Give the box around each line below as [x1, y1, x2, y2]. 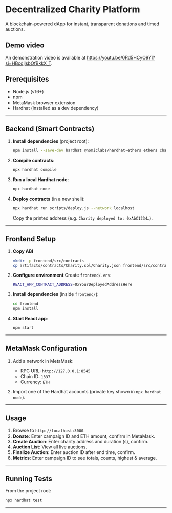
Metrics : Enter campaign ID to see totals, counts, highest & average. [12, 455, 157, 461]
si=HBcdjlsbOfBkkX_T [5, 60, 52, 66]
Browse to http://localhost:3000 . [12, 427, 85, 433]
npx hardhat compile [12, 167, 57, 172]
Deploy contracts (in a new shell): [12, 196, 85, 202]
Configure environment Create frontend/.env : [12, 272, 112, 278]
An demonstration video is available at [5, 54, 86, 61]
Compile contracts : [12, 157, 55, 164]
